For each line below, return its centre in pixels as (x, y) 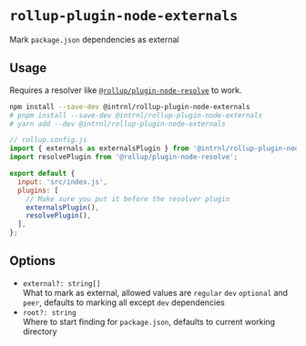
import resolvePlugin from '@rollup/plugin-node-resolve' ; (124, 158)
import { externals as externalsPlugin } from (99, 148)
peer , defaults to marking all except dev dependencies (123, 302)
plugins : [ (38, 190)
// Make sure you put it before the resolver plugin (128, 198)
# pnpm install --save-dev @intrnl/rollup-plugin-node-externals (136, 115)
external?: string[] (61, 284)
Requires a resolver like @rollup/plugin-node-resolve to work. (126, 90)
